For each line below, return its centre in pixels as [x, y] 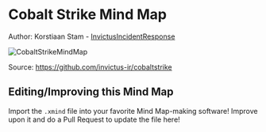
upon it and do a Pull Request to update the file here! [94, 119]
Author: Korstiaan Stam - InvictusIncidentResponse [92, 36]
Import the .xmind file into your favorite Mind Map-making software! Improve [133, 111]
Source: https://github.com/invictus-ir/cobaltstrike [90, 67]
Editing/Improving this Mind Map [91, 92]
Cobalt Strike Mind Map [87, 15]
